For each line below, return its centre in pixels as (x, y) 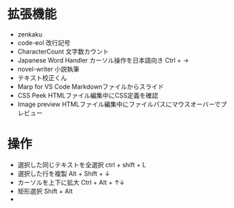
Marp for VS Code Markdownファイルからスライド (91, 86)
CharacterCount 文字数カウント (63, 51)
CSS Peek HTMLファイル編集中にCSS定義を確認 (87, 95)
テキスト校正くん (42, 77)
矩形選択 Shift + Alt (45, 191)
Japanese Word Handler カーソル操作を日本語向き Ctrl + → (103, 60)
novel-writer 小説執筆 (48, 69)
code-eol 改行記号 (44, 42)
